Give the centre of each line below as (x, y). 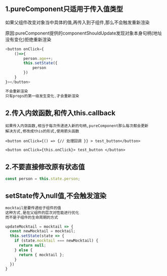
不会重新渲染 (17, 91)
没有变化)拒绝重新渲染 (28, 39)
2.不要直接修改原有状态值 (45, 167)
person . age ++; (38, 58)
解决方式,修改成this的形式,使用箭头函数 (42, 131)
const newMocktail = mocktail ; (43, 231)
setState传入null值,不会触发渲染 (56, 196)
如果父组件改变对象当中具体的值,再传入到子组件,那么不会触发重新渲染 (78, 22)
